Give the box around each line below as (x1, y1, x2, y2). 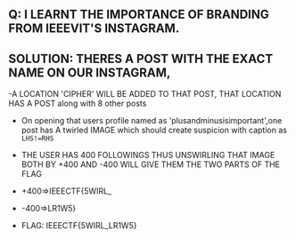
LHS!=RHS (21, 134, 54, 143)
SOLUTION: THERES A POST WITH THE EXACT (8, 51, 274, 66)
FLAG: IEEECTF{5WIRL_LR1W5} (21, 220, 137, 231)
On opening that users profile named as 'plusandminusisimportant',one (21, 116, 283, 126)
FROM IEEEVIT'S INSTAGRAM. (8, 21, 180, 36)
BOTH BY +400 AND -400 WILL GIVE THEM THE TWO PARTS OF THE (21, 159, 281, 170)
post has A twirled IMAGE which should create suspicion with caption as (21, 124, 287, 136)
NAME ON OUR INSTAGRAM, (8, 65, 171, 80)
